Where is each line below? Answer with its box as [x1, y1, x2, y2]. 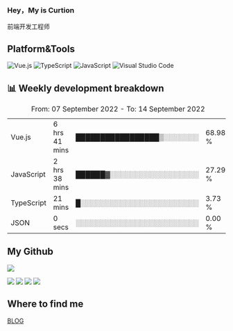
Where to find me [7, 298, 84, 310]
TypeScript [10, 198, 46, 208]
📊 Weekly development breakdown [7, 82, 164, 94]
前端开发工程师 [7, 22, 50, 31]
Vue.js [10, 132, 31, 142]
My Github [7, 246, 53, 258]
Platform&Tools [7, 43, 75, 55]
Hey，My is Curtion [7, 5, 75, 15]
